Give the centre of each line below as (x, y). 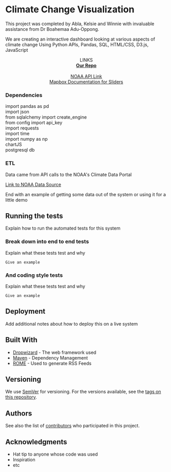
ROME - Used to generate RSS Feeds (52, 363)
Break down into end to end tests (47, 241)
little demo (16, 200)
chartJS (14, 144)
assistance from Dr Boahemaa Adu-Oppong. (52, 29)
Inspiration (24, 460)
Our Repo (86, 65)
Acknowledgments (36, 442)
